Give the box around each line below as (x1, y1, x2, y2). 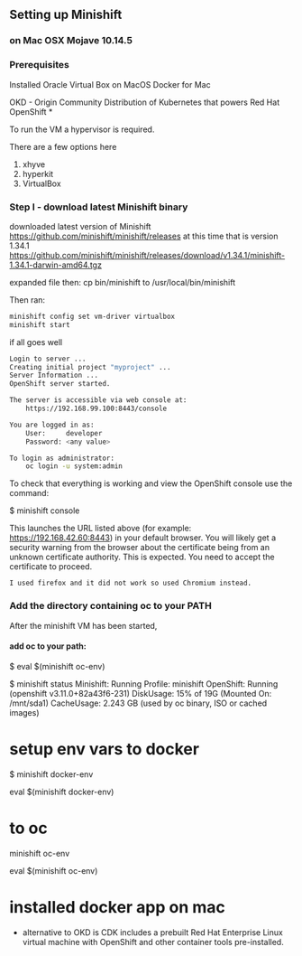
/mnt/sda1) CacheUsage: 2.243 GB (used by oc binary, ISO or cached (9, 698, 268, 708)
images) (9, 707, 40, 717)
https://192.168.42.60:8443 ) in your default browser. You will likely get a (9, 532, 277, 543)
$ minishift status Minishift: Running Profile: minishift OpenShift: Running (9, 678, 279, 689)
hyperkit (22, 168, 54, 179)
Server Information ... (9, 370, 99, 380)
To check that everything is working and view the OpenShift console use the (9, 478, 293, 489)
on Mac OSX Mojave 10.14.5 (9, 34, 133, 47)
